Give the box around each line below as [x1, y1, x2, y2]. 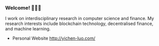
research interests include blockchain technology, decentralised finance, [5, 21, 154, 26]
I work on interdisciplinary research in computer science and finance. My [5, 16, 155, 22]
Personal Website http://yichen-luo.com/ [12, 35, 96, 41]
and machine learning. [5, 26, 51, 32]
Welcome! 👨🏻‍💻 [5, 4, 42, 11]
